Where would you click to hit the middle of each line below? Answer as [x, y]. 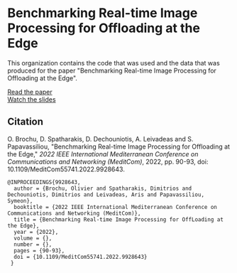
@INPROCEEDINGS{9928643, [44, 182]
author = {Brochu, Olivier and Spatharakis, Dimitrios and [103, 188]
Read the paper [30, 92]
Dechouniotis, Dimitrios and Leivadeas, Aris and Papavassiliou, [106, 194]
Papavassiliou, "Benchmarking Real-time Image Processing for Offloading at [119, 146]
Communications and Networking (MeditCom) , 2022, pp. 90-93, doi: [108, 161]
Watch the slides [32, 99]
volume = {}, [33, 238]
